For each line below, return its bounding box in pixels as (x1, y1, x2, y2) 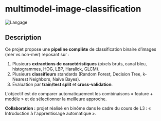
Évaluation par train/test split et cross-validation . (12, 81, 113, 87)
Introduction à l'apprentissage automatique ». (5, 110, 96, 116)
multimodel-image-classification (5, 3, 142, 15)
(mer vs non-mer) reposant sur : (5, 51, 70, 57)
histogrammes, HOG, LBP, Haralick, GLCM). (12, 66, 100, 72)
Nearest (12, 76, 28, 82)
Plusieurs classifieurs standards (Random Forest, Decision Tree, (12, 71, 142, 77)
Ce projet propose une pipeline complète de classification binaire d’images (5, 46, 157, 52)
